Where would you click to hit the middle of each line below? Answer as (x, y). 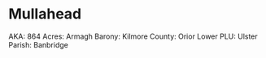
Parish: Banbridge (39, 44)
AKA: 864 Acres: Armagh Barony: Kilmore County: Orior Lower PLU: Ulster (133, 36)
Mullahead (45, 14)
